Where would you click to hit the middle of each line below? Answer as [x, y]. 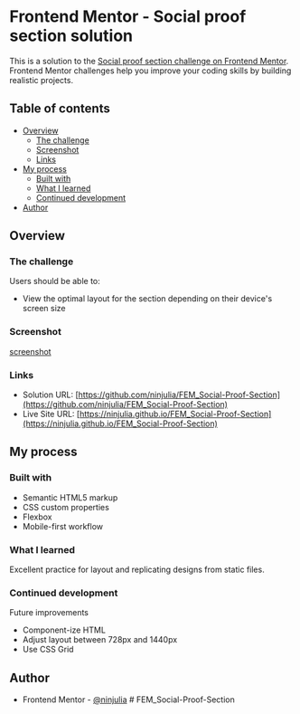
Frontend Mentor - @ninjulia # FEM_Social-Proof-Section [128, 700]
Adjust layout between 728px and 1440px [100, 640]
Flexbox [37, 517]
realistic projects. [42, 80]
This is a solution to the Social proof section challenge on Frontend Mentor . [149, 61]
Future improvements [49, 613]
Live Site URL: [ [51, 414]
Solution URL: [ [50, 395]
